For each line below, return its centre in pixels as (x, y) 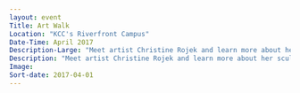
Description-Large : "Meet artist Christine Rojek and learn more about (145, 50)
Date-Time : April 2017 (51, 42)
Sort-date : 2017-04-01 (51, 75)
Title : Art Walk (39, 26)
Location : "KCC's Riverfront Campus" (79, 34)
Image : (21, 67)
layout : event (36, 17)
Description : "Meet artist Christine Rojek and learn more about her (142, 58)
